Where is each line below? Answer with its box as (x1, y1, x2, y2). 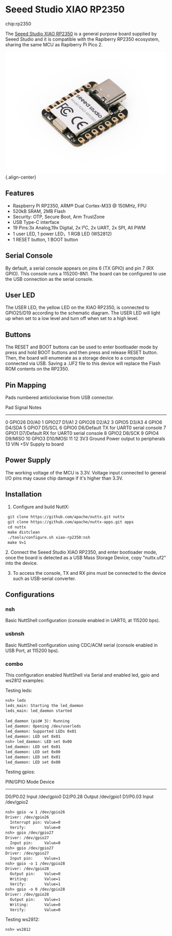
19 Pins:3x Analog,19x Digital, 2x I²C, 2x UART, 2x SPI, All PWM (12, 224, 146, 231)
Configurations (5, 590, 55, 599)
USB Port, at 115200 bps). (5, 647, 59, 654)
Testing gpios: (5, 768, 35, 775)
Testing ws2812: (5, 916, 40, 922)
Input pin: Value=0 (10, 840, 60, 845)
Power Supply (5, 456, 51, 465)
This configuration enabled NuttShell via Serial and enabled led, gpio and (5, 672, 160, 678)
